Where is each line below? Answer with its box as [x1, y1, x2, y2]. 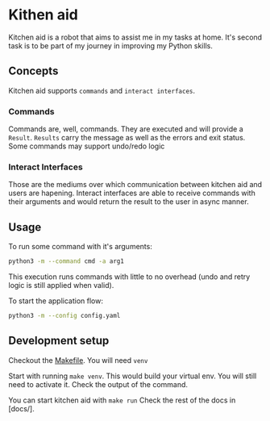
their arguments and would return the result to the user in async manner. [8, 197, 249, 206]
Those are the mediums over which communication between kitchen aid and [8, 180, 263, 190]
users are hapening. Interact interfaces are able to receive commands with [8, 188, 255, 198]
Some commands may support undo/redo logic [8, 141, 165, 151]
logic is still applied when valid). [8, 281, 114, 290]
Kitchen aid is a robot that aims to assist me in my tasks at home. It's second [8, 32, 263, 42]
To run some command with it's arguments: [8, 242, 153, 252]
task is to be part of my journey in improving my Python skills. [8, 40, 214, 50]
